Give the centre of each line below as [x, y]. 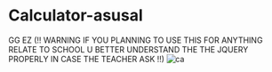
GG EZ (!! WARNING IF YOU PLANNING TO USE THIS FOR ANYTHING [136, 40]
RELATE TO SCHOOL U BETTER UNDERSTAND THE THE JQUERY [128, 49]
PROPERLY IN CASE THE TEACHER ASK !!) [87, 59]
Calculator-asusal [76, 16]
